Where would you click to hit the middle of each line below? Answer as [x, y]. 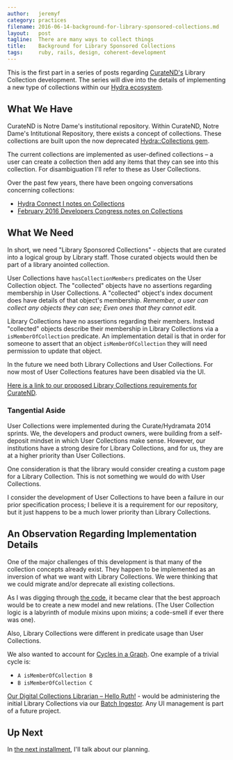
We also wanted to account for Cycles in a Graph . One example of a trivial [113, 654]
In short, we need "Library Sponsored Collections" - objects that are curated [116, 250]
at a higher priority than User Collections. [66, 455]
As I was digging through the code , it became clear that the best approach [114, 598]
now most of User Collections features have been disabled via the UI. [106, 372]
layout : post [29, 33]
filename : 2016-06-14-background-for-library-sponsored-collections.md [113, 26]
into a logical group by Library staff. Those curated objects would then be [112, 257]
